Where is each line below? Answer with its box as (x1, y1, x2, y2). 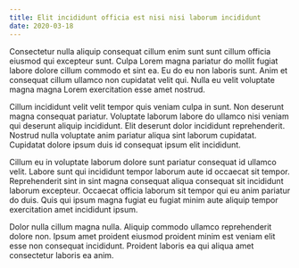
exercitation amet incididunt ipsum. (9, 204, 138, 214)
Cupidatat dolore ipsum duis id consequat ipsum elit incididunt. (9, 139, 241, 150)
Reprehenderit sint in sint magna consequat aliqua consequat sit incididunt (9, 175, 284, 186)
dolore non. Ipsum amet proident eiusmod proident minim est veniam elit (9, 230, 276, 241)
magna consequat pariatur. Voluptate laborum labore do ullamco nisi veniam (9, 111, 289, 121)
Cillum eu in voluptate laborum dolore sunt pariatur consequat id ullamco (9, 156, 277, 167)
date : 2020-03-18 (9, 21, 74, 30)
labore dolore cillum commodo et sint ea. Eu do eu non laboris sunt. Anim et (9, 64, 288, 76)
